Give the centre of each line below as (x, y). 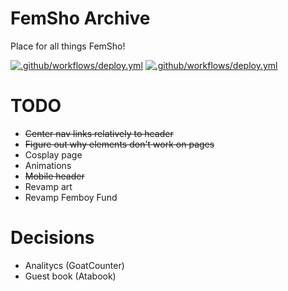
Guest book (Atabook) (70, 276)
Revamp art (48, 186)
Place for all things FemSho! (68, 46)
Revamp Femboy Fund (71, 197)
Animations (48, 165)
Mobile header (54, 176)
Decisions (52, 238)
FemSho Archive (80, 18)
